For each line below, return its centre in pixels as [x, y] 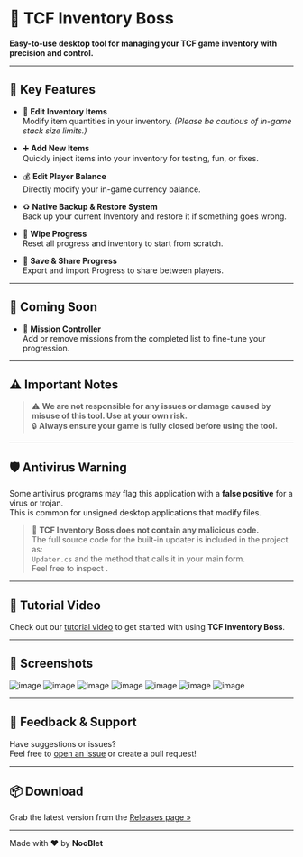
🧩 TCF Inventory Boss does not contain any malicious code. [145, 530]
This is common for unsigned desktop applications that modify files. [135, 513]
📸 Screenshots [51, 664]
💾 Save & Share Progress [69, 260]
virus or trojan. [37, 503]
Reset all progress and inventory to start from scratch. [123, 243]
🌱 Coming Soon [53, 307]
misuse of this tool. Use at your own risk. [109, 416]
